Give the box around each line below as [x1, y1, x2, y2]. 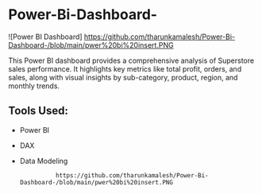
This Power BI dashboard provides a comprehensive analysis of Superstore [8, 56, 255, 65]
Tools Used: [8, 104, 69, 118]
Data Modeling [19, 156, 68, 165]
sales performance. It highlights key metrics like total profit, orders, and [8, 64, 242, 73]
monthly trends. [8, 81, 60, 91]
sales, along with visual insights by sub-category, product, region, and [8, 72, 238, 82]
